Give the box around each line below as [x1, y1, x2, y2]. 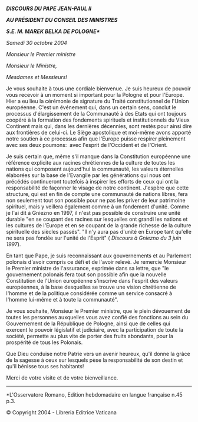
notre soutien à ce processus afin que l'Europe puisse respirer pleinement [6, 135, 186, 142]
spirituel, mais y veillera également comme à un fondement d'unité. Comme [6, 203, 190, 210]
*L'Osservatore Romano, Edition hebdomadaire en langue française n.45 [6, 391, 183, 398]
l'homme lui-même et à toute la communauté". [6, 296, 118, 303]
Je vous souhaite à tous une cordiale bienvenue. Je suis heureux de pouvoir [6, 85, 191, 92]
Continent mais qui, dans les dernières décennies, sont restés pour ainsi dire [6, 123, 192, 129]
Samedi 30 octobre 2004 [6, 40, 68, 46]
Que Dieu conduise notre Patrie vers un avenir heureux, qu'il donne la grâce [6, 351, 190, 357]
